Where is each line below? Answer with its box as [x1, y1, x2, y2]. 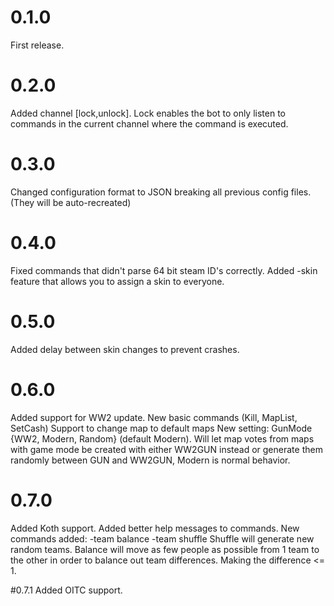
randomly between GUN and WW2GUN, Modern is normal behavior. [10, 454, 291, 466]
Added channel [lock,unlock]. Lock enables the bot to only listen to [10, 107, 286, 119]
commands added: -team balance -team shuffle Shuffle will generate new [10, 532, 315, 545]
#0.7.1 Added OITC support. [10, 584, 123, 596]
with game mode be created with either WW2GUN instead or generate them [10, 443, 323, 455]
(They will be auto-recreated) [10, 196, 132, 208]
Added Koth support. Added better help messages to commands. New [10, 522, 300, 534]
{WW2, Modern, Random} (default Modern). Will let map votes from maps [10, 432, 315, 445]
